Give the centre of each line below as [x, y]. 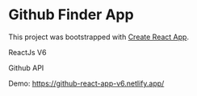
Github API [26, 68]
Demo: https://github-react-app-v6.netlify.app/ [86, 83]
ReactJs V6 [27, 52]
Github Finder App [71, 15]
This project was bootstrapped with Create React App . [99, 37]
